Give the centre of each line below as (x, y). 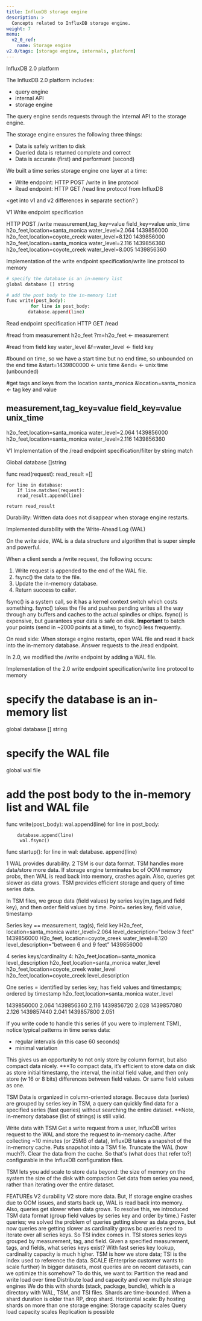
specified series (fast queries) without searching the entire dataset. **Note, (100, 1110)
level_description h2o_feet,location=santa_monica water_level (83, 962)
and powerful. (24, 547)
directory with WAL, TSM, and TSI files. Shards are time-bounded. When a (99, 1292)
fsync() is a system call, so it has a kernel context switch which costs (92, 601)
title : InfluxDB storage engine (47, 12)
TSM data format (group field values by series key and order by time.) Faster (101, 1215)
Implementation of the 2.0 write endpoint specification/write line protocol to (100, 668)
